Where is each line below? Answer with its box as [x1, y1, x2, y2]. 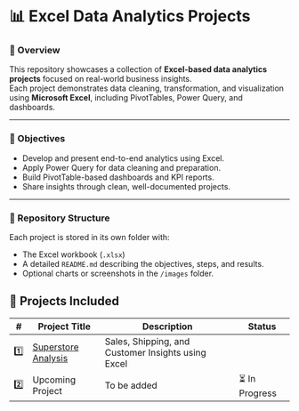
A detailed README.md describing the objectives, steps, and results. [21, 259, 264, 270]
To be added [104, 379, 158, 391]
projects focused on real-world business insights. [9, 74, 193, 85]
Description [141, 320, 193, 333]
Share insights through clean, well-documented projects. [21, 181, 231, 191]
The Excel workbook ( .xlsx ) [21, 249, 126, 260]
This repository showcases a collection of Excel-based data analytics [9, 64, 268, 75]
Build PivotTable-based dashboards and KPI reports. [21, 172, 215, 182]
